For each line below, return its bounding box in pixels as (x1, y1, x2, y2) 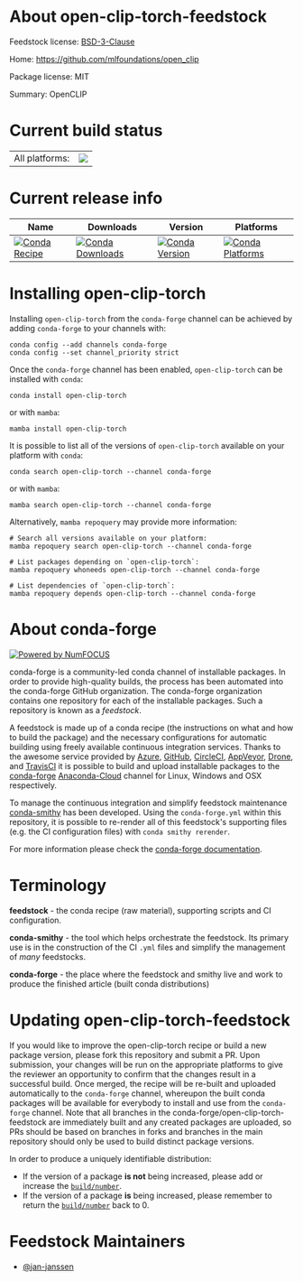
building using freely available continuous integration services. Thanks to (9, 741, 281, 752)
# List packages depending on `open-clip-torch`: (9, 557, 200, 566)
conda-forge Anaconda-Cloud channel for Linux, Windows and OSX (9, 770, 262, 781)
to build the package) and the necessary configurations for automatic (9, 731, 268, 742)
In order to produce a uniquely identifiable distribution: (9, 1153, 212, 1164)
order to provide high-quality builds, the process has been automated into (9, 675, 284, 687)
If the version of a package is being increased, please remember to (22, 1190, 272, 1201)
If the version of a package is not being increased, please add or (22, 1171, 263, 1182)
